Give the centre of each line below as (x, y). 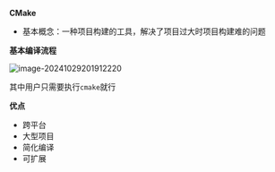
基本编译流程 (33, 50)
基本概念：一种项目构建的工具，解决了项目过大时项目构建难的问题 (144, 31)
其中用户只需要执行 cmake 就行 (63, 87)
